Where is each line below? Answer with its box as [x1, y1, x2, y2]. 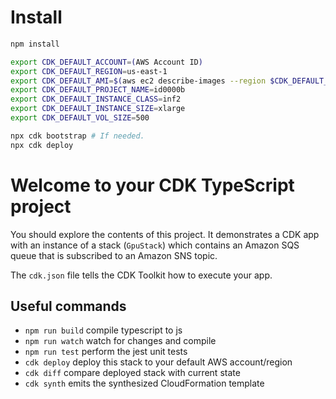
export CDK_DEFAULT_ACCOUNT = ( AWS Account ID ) [10, 57, 203, 67]
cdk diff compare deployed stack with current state [24, 367, 241, 379]
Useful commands [10, 298, 127, 315]
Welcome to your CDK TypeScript [10, 174, 295, 196]
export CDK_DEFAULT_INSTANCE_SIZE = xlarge [10, 104, 186, 114]
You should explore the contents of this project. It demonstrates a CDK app [10, 228, 320, 240]
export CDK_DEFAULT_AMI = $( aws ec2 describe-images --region [10, 76, 267, 86]
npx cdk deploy [10, 140, 74, 150]
